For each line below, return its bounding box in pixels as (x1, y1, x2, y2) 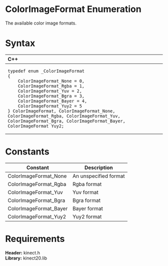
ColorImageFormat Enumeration (5, 3, 141, 15)
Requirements (5, 233, 65, 244)
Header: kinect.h (5, 249, 40, 255)
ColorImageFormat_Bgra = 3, (17, 93, 85, 98)
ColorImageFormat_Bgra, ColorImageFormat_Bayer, (7, 118, 126, 123)
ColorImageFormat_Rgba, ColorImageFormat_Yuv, (7, 113, 121, 118)
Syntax (5, 37, 35, 49)
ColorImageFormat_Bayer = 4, (17, 98, 87, 103)
